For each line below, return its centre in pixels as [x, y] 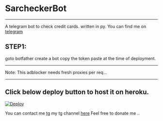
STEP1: [16, 47]
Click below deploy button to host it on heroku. [77, 92]
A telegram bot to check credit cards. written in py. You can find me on [76, 26]
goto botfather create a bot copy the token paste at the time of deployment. [81, 58]
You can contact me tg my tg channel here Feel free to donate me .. [72, 113]
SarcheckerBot [36, 8]
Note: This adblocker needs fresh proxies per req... [56, 72]
